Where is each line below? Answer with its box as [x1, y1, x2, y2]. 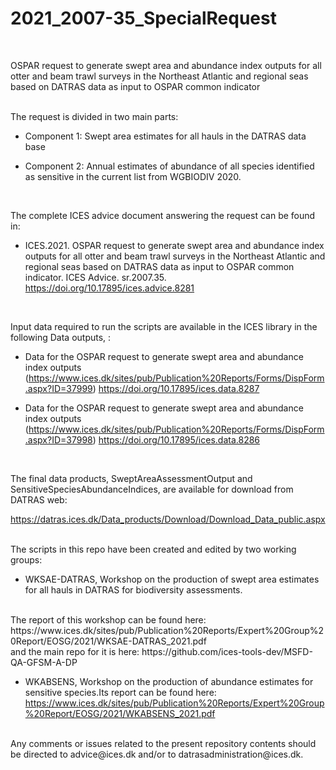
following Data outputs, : [10, 331, 112, 343]
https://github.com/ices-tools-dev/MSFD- [141, 645, 313, 657]
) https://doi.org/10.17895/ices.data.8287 [92, 382, 260, 394]
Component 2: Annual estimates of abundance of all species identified [24, 160, 315, 172]
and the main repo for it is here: [10, 645, 140, 657]
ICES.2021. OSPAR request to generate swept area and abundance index [24, 239, 325, 251]
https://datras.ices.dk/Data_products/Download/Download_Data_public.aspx [10, 513, 326, 525]
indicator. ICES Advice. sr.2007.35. [24, 271, 167, 283]
